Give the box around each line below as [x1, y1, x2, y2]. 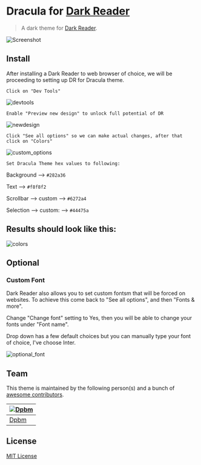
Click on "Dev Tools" [6, 88, 61, 94]
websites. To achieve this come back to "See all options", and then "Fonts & [6, 296, 195, 304]
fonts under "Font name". [6, 321, 69, 328]
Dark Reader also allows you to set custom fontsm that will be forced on [6, 290, 186, 297]
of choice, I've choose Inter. [6, 339, 76, 347]
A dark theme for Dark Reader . [21, 24, 97, 32]
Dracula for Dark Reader [6, 4, 130, 18]
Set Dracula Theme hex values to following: [6, 160, 120, 166]
